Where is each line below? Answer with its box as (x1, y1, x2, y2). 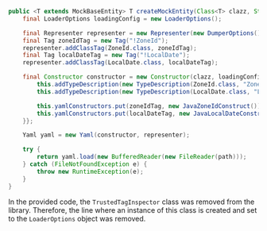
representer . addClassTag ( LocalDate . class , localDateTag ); (22, 59, 219, 67)
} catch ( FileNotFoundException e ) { (22, 160, 148, 168)
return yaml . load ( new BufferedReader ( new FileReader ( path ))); (37, 153, 247, 161)
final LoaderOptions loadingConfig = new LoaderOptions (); (22, 14, 222, 23)
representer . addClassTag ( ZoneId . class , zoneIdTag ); (22, 44, 197, 52)
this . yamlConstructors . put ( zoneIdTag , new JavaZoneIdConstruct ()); (37, 102, 265, 110)
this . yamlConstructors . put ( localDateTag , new (37, 110, 191, 117)
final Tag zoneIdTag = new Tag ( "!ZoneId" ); (22, 37, 169, 44)
